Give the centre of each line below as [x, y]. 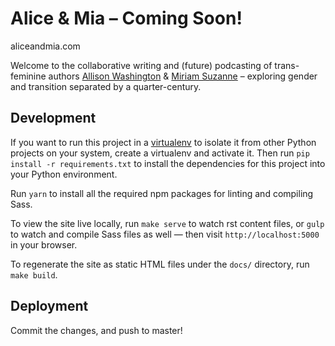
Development [53, 118]
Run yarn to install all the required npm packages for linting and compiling [162, 193]
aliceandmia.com [45, 46]
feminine [28, 76]
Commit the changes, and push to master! [96, 330]
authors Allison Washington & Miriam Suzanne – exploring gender [183, 76]
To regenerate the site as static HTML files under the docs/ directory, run [160, 264]
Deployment [49, 306]
